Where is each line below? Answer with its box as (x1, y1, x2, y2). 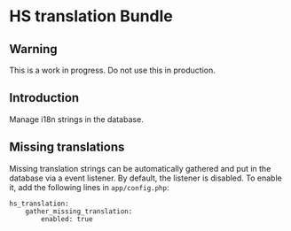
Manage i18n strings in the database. (9, 113, 144, 125)
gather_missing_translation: (25, 206, 133, 216)
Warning (9, 42, 58, 57)
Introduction (9, 90, 80, 105)
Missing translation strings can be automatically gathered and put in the (9, 163, 271, 173)
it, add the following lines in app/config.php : (9, 181, 169, 192)
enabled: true (41, 214, 93, 223)
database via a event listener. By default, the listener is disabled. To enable (9, 173, 282, 183)
